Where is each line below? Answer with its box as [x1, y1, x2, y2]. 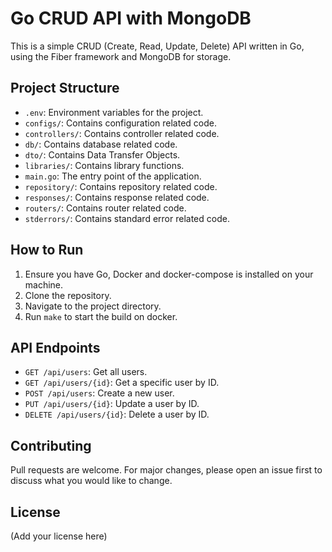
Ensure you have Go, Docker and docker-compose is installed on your [24, 268, 314, 280]
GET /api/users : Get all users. [24, 366, 148, 378]
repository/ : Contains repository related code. [24, 180, 218, 192]
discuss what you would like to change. [10, 475, 173, 487]
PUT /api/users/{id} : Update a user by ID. [24, 398, 200, 410]
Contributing [10, 437, 92, 454]
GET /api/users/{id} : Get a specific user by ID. [24, 377, 220, 389]
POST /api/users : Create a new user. [24, 387, 175, 399]
